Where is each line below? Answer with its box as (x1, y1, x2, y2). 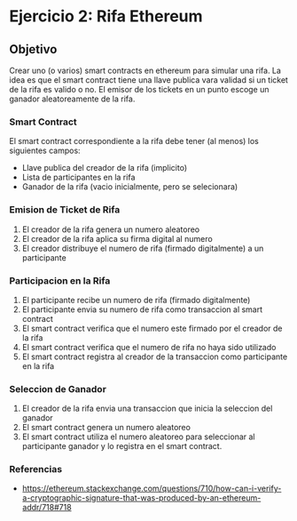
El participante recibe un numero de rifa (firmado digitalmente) (21, 294, 251, 305)
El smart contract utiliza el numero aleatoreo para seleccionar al (21, 431, 255, 442)
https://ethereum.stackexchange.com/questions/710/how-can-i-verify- (21, 483, 282, 494)
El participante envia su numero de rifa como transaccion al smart (21, 304, 263, 315)
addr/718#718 (21, 502, 73, 513)
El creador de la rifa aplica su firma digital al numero (21, 233, 213, 244)
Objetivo (9, 42, 58, 57)
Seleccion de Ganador (9, 382, 106, 395)
